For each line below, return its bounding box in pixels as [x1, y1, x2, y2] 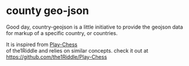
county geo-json [6, 4, 89, 18]
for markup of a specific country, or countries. [6, 29, 118, 36]
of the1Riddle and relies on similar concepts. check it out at [6, 47, 148, 54]
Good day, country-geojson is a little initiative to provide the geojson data [6, 23, 183, 30]
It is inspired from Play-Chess [6, 41, 77, 48]
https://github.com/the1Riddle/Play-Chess [6, 53, 107, 60]
